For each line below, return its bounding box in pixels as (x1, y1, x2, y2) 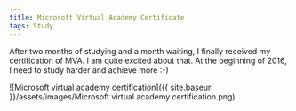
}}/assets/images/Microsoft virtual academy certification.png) (9, 91, 236, 102)
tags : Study (9, 21, 53, 30)
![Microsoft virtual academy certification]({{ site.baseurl (9, 82, 213, 92)
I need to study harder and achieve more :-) (9, 64, 169, 75)
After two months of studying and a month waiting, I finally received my (9, 45, 271, 56)
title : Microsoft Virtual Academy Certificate (9, 12, 185, 22)
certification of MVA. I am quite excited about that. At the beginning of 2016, (9, 55, 287, 66)
